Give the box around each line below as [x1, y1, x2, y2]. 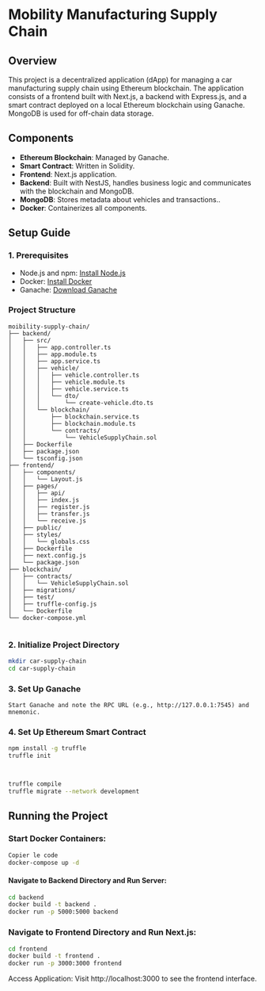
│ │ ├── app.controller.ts [8, 343, 112, 351]
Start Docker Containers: [8, 833, 107, 844]
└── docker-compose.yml [8, 614, 87, 622]
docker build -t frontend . [8, 952, 101, 960]
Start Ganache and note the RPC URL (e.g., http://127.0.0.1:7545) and [8, 702, 249, 710]
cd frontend [8, 945, 47, 953]
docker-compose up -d [8, 859, 80, 867]
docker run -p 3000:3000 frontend [8, 959, 123, 968]
